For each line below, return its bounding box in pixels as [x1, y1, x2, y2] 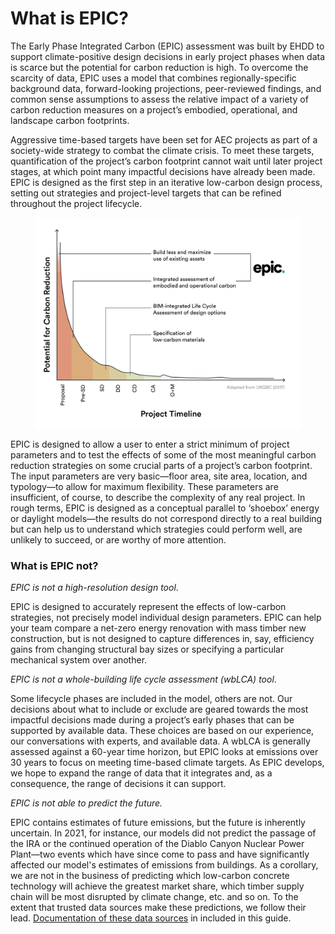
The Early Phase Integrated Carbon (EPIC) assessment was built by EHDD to [10, 40, 325, 52]
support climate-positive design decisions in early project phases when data [10, 50, 326, 62]
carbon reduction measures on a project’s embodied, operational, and [10, 103, 298, 116]
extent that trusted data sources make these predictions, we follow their [10, 902, 307, 914]
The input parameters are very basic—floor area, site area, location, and [10, 470, 308, 482]
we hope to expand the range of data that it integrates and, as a [10, 767, 273, 779]
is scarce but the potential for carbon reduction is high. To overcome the [10, 61, 309, 73]
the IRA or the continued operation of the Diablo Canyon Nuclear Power [10, 838, 305, 850]
